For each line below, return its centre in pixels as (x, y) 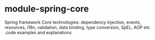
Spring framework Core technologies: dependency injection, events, (73, 22)
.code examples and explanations (38, 32)
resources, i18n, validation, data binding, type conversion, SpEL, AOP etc (77, 27)
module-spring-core (47, 9)
